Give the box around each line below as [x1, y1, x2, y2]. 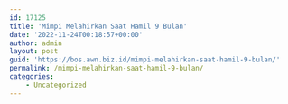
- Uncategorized [25, 80, 88, 90]
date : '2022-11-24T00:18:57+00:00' [9, 30, 144, 39]
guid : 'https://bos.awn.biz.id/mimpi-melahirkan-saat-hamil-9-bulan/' [9, 55, 281, 64]
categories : [9, 72, 54, 81]
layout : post [9, 47, 59, 56]
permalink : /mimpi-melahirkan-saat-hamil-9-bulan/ [9, 64, 204, 73]
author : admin [9, 38, 63, 48]
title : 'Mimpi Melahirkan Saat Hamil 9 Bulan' [9, 22, 188, 31]
